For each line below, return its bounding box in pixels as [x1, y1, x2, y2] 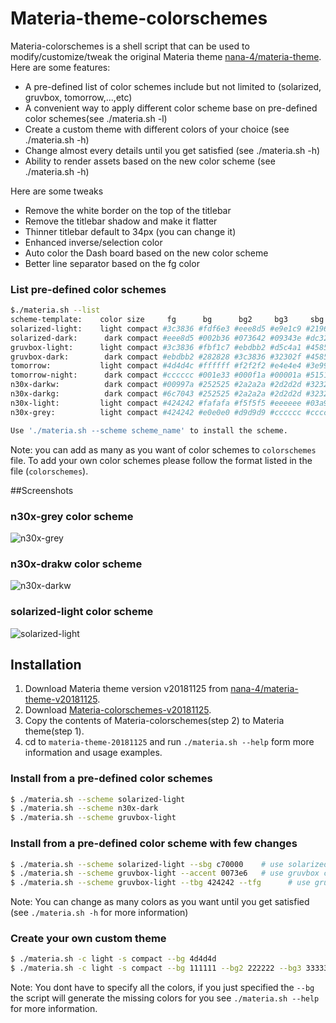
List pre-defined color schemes [10, 282, 167, 296]
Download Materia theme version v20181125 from [24, 683, 229, 695]
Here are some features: [10, 61, 111, 73]
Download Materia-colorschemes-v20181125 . [24, 704, 212, 716]
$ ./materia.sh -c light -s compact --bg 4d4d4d [10, 954, 217, 964]
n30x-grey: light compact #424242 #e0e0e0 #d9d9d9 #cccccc [10, 407, 302, 417]
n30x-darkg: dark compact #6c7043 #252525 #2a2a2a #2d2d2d [10, 389, 302, 399]
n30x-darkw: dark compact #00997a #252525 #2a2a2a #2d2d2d [10, 380, 302, 390]
